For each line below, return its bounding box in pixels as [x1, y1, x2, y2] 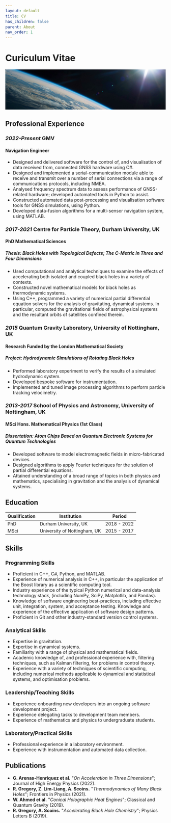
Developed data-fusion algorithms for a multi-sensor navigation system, [12, 207, 164, 214]
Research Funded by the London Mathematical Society [5, 343, 124, 349]
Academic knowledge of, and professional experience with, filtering [12, 655, 155, 661]
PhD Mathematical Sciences [5, 238, 66, 245]
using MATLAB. [12, 213, 45, 219]
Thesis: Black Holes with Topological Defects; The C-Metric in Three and [5, 250, 163, 256]
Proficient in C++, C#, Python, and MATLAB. [12, 571, 106, 577]
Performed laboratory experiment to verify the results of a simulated [12, 367, 156, 374]
